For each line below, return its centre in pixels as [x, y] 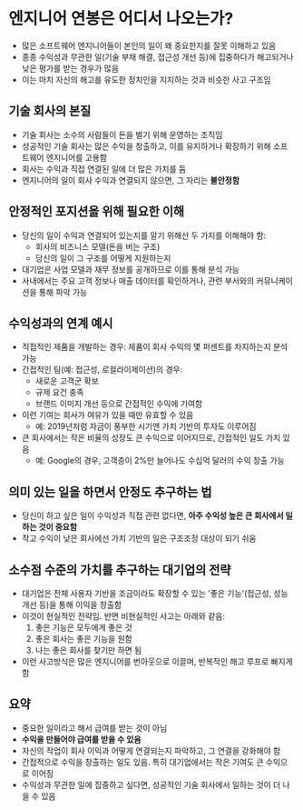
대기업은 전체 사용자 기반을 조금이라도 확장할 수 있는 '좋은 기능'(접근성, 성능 [155, 593]
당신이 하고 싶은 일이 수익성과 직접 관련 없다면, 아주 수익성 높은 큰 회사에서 [152, 515]
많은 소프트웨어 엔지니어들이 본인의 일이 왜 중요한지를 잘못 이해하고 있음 [149, 45]
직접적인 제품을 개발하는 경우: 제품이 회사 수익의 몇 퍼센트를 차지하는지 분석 [155, 347]
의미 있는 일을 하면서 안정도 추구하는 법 [110, 492]
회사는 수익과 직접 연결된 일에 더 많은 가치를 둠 [104, 168]
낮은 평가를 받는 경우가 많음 [70, 68]
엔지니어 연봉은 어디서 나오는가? [121, 19]
